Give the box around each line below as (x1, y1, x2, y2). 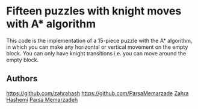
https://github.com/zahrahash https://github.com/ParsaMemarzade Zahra (6, 89, 189, 97)
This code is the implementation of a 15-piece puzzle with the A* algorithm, (6, 37, 193, 44)
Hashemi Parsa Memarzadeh (6, 96, 78, 103)
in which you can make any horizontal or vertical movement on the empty (6, 43, 188, 51)
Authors (6, 73, 38, 84)
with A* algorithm (6, 17, 96, 31)
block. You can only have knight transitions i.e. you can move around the (6, 49, 187, 57)
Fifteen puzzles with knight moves (6, 4, 182, 18)
